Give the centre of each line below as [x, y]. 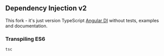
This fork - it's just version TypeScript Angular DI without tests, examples [82, 20]
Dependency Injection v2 [46, 8]
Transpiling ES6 [25, 39]
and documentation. [26, 26]
